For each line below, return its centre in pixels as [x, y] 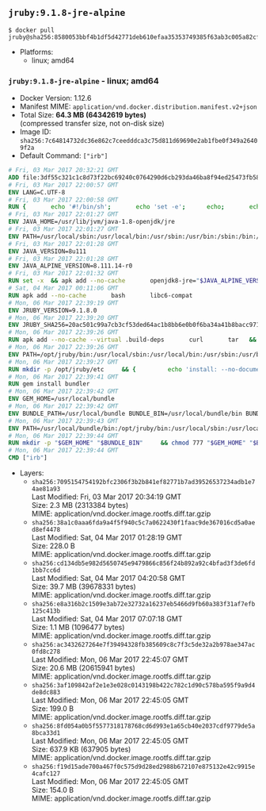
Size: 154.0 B [52, 790]
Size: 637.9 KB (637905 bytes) [81, 749]
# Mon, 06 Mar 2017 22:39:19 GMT [63, 303]
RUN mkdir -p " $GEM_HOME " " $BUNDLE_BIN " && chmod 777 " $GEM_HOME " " [131, 443]
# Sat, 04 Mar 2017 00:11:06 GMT [63, 288]
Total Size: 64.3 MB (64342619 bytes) [83, 115]
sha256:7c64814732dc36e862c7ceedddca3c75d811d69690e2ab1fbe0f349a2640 [139, 141]
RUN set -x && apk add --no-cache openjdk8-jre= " [104, 281]
